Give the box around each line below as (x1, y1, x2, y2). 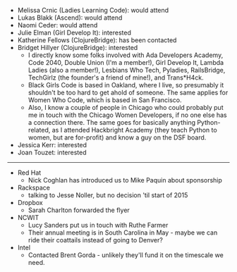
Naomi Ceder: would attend (17, 21, 98, 29)
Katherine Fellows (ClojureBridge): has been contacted (17, 36, 177, 44)
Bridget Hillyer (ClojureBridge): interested (17, 44, 138, 51)
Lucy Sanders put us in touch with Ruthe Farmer (28, 221, 169, 229)
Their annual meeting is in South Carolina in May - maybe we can (28, 228, 218, 237)
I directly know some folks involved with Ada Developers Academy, (28, 51, 224, 59)
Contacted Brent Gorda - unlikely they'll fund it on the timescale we (28, 251, 224, 259)
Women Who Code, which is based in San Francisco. (28, 96, 182, 104)
